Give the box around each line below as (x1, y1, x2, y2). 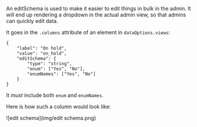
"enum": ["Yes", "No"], (27, 66, 85, 72)
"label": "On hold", (16, 45, 67, 51)
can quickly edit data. (6, 18, 59, 24)
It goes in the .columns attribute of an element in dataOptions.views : (6, 29, 171, 36)
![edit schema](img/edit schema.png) (6, 115, 96, 121)
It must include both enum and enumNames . (6, 92, 104, 99)
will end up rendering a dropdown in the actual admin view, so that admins (6, 11, 186, 18)
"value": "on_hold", (16, 51, 67, 56)
